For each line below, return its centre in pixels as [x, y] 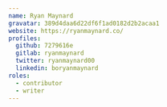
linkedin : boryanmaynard [57, 68]
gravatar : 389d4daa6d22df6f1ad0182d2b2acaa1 [84, 23]
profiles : [25, 38]
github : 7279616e [45, 46]
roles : [19, 76]
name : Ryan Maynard [41, 16]
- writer [30, 91]
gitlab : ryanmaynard [50, 53]
